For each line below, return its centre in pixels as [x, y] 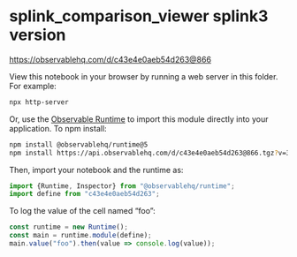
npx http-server [39, 102]
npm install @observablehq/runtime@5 [79, 144]
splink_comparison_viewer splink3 [139, 16]
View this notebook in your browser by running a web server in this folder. [144, 76]
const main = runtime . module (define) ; [80, 236]
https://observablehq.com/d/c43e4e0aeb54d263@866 [110, 59]
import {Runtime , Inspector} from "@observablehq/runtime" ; [122, 186]
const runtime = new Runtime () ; [69, 227]
